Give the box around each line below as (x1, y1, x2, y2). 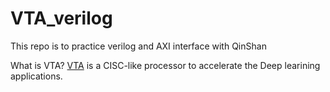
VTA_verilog (10, 7, 113, 30)
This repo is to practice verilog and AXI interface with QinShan (10, 40, 267, 52)
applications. (10, 70, 63, 82)
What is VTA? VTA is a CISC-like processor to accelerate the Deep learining (10, 59, 321, 71)
